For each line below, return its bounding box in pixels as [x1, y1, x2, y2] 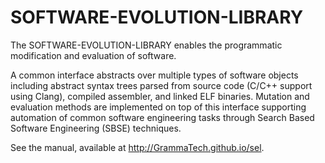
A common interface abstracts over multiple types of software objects [10, 69, 299, 81]
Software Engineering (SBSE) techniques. [10, 122, 182, 134]
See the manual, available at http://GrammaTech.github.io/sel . [10, 141, 265, 153]
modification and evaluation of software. [10, 49, 177, 61]
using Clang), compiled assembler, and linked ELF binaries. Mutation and [10, 90, 310, 102]
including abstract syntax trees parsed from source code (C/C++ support [10, 79, 313, 91]
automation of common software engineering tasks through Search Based [10, 111, 315, 123]
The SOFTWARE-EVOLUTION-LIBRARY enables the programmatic [10, 39, 283, 51]
